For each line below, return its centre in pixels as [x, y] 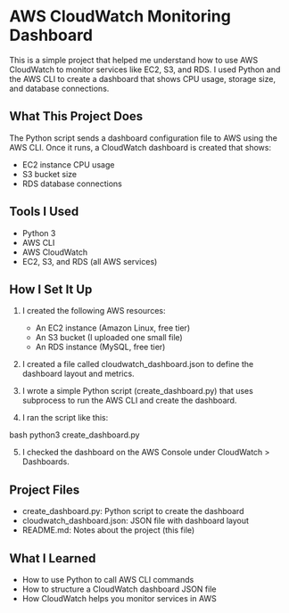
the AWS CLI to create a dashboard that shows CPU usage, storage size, [143, 78]
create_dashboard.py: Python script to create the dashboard [133, 511]
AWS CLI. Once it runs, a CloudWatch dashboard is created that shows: [140, 147]
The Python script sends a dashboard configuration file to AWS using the [144, 138]
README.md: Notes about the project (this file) [108, 530]
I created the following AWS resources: [94, 311]
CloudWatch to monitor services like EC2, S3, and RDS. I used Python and [145, 69]
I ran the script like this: [65, 418]
